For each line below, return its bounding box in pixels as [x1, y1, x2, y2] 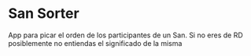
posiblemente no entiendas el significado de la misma [8, 38, 183, 47]
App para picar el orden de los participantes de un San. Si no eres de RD [8, 30, 244, 40]
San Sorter [8, 5, 80, 23]
